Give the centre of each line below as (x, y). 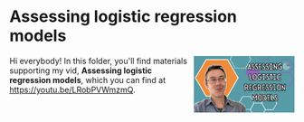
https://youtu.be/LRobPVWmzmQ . (72, 89)
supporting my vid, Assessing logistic (81, 70)
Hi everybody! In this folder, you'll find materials (99, 61)
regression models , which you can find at (88, 80)
